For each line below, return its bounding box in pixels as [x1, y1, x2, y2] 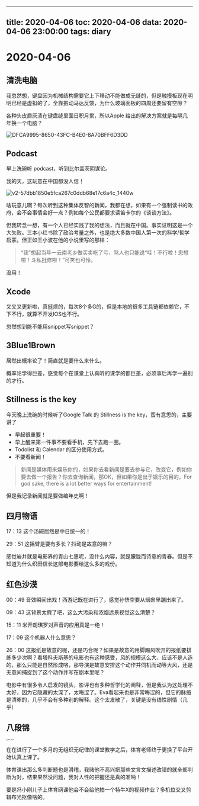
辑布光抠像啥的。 [6, 794, 48, 801]
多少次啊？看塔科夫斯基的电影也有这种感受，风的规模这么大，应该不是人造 [11, 654, 193, 661]
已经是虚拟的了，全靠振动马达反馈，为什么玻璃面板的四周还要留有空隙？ [11, 99, 188, 107]
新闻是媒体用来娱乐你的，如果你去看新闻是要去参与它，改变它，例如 [20, 465, 187, 473]
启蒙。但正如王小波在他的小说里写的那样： [6, 236, 110, 243]
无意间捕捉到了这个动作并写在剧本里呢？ [6, 669, 105, 676]
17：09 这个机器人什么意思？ [6, 634, 77, 641]
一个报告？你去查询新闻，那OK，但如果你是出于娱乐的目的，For [36, 473, 192, 480]
